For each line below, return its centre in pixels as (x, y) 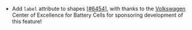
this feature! (27, 21)
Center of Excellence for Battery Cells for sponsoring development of (97, 15)
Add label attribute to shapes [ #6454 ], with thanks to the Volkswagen (99, 9)
